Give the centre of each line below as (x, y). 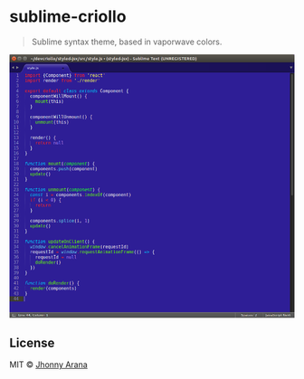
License (32, 343)
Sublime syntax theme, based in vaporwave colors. (127, 42)
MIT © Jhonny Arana (48, 365)
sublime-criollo (68, 17)
